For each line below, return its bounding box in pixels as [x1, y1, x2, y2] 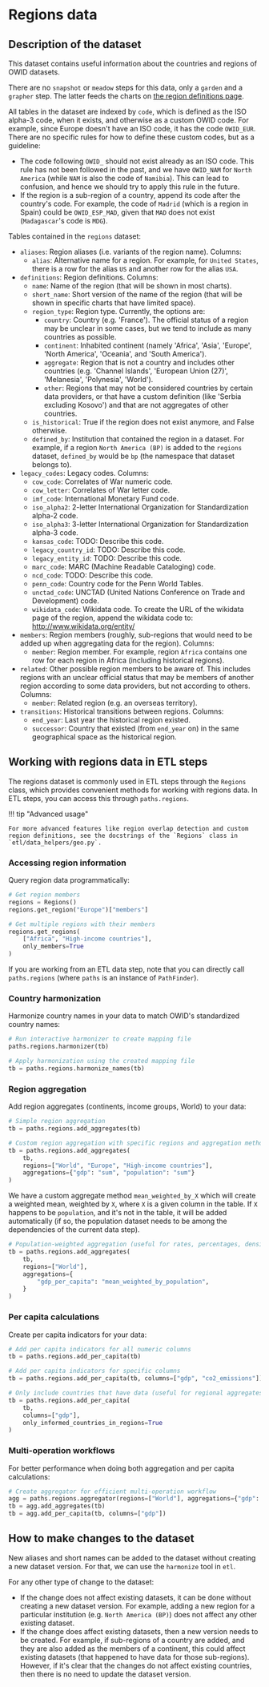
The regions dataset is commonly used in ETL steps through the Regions [8, 776, 247, 786]
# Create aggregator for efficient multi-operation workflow [8, 1488, 217, 1496]
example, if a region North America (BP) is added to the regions [31, 443, 243, 452]
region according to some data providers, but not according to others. [19, 681, 251, 691]
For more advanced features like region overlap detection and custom [8, 824, 249, 832]
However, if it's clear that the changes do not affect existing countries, [19, 1661, 252, 1670]
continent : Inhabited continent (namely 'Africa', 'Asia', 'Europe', [43, 340, 252, 350]
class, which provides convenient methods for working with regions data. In [8, 785, 258, 795]
